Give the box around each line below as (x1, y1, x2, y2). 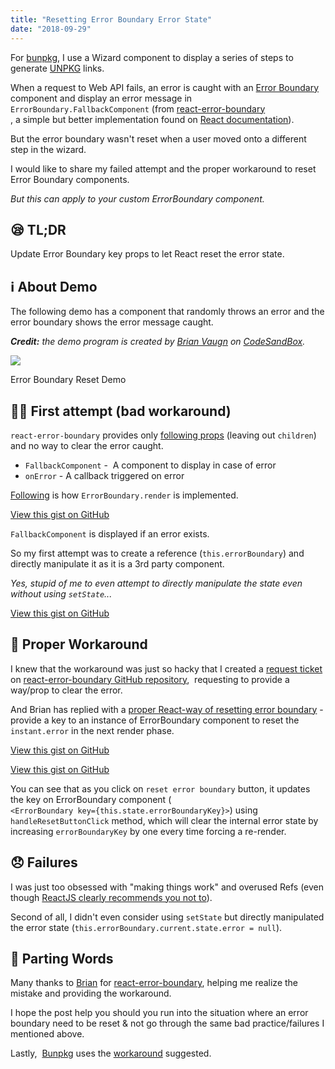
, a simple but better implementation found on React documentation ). (10, 113, 295, 125)
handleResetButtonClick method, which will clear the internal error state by (10, 814, 319, 826)
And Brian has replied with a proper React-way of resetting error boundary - (10, 703, 324, 715)
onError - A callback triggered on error (24, 469, 185, 481)
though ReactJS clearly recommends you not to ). (10, 891, 213, 903)
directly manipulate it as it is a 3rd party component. (10, 557, 225, 570)
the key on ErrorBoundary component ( (10, 793, 172, 805)
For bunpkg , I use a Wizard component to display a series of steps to (10, 51, 294, 63)
